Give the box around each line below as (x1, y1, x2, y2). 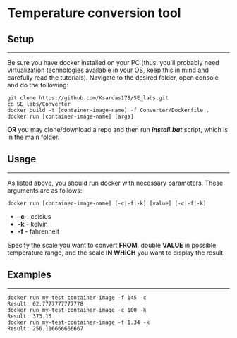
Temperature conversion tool (7, 5, 181, 21)
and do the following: (7, 81, 69, 89)
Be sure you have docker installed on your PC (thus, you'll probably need (7, 59, 220, 66)
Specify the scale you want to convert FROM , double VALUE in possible (7, 241, 217, 249)
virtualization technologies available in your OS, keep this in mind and (7, 66, 209, 74)
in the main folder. (7, 133, 60, 141)
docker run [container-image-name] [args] (7, 113, 134, 120)
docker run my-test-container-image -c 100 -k (7, 306, 147, 313)
